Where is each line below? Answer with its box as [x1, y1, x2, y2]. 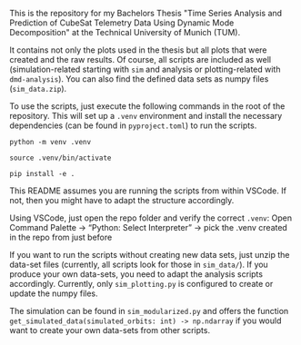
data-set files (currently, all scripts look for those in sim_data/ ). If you [9, 259, 268, 270]
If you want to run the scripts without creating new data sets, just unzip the [9, 250, 290, 260]
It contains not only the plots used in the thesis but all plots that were [9, 44, 267, 55]
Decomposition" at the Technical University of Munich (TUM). [9, 27, 241, 37]
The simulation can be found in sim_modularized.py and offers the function [9, 306, 289, 316]
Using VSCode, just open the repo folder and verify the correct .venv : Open [9, 212, 293, 223]
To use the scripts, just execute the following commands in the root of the [9, 101, 286, 112]
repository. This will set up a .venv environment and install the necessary [9, 111, 283, 121]
